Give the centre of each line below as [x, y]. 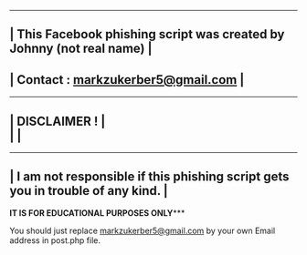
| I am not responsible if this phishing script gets [149, 177]
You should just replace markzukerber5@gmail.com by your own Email [143, 230]
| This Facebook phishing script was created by [147, 34]
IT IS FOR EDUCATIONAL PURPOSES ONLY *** [97, 213]
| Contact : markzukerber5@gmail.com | [127, 80]
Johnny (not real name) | [81, 49]
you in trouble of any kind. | [89, 191]
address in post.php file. [55, 240]
